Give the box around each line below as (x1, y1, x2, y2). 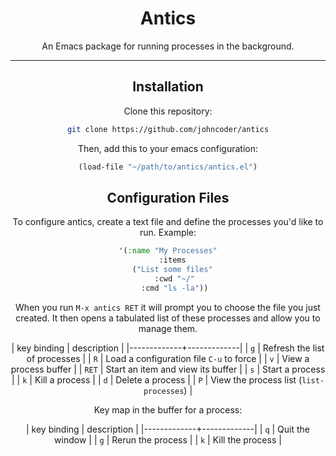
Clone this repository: (123, 105, 213, 117)
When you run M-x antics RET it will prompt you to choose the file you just (15, 301, 321, 313)
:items (158, 255, 187, 266)
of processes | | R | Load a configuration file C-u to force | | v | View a (26, 352, 310, 364)
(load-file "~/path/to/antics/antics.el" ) (78, 162, 258, 172)
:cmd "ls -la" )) (141, 283, 209, 293)
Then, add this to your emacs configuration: (77, 142, 258, 154)
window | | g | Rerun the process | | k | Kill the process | (54, 433, 282, 446)
